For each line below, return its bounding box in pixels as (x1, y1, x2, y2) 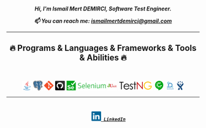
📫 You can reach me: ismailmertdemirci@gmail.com (34, 17, 172, 24)
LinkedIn (103, 116, 126, 122)
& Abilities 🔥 (79, 52, 127, 62)
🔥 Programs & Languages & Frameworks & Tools (9, 43, 197, 53)
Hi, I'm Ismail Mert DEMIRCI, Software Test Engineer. (34, 5, 172, 12)
